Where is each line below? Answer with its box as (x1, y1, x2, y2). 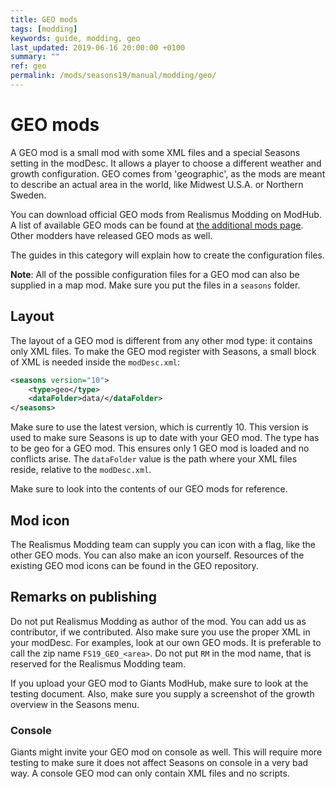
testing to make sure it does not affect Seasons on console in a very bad (10, 757, 309, 769)
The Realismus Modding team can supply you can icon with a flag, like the (10, 538, 316, 550)
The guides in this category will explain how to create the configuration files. (10, 249, 325, 261)
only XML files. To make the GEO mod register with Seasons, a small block (10, 345, 317, 357)
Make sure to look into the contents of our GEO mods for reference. (10, 483, 288, 495)
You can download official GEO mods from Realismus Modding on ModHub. (10, 208, 322, 220)
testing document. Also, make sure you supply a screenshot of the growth (10, 687, 315, 700)
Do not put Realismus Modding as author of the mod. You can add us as (10, 615, 307, 627)
